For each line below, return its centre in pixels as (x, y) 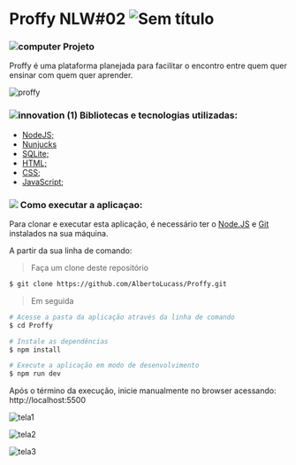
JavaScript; (43, 182)
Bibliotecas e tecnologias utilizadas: (159, 115)
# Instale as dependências (59, 341)
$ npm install (35, 350)
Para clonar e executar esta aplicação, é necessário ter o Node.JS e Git (139, 224)
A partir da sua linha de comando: (71, 251)
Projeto (79, 47)
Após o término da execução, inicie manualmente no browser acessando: (143, 391)
